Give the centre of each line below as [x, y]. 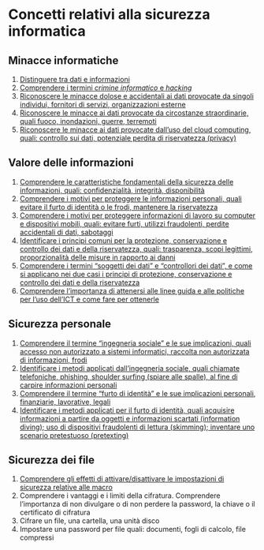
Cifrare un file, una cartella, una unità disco [89, 521]
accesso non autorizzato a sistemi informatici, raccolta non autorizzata [134, 351]
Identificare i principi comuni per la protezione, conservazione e [123, 240]
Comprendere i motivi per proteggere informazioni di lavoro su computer [138, 215]
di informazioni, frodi [53, 360]
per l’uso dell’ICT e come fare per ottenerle [89, 299]
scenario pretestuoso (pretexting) [74, 435]
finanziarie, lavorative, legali [65, 402]
